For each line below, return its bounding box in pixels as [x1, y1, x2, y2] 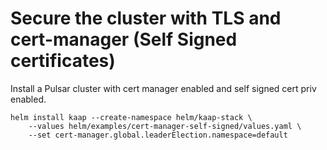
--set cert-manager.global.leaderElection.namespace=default [28, 130, 288, 140]
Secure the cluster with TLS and [10, 7, 282, 30]
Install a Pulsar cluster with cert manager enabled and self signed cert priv [10, 82, 317, 94]
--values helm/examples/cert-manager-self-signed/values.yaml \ [28, 121, 302, 131]
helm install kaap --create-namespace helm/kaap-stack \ [10, 112, 253, 122]
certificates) [10, 50, 116, 72]
